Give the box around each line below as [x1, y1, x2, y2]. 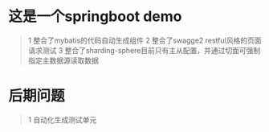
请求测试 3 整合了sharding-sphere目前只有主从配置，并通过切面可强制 [27, 45, 261, 55]
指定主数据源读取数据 [27, 56, 99, 65]
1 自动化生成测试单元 [27, 114, 97, 125]
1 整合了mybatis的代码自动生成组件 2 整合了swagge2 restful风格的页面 [27, 35, 262, 45]
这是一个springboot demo [8, 7, 182, 26]
